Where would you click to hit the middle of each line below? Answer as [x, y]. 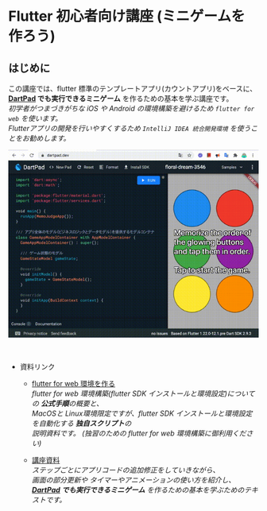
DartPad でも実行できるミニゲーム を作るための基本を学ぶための [138, 490]
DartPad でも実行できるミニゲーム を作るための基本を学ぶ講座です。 [121, 99]
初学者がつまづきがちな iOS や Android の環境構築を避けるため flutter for [132, 108]
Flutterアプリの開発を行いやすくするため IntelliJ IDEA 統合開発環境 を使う [130, 128]
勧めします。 [50, 138]
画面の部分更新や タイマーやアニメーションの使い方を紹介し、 [133, 480]
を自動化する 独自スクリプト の [81, 423]
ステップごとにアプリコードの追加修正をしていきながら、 [126, 470]
